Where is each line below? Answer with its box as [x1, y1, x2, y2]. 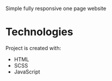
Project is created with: [5, 44, 62, 51]
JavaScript [13, 68, 40, 75]
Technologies [5, 26, 74, 38]
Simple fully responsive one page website [5, 5, 107, 12]
